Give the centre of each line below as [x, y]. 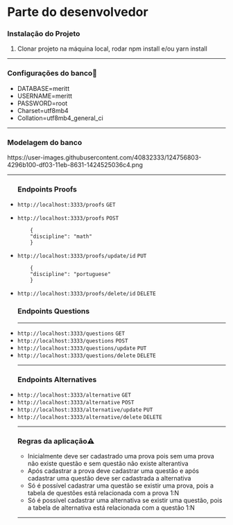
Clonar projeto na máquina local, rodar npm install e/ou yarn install [112, 49]
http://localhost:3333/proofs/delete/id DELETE [86, 294]
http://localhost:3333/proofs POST [68, 218]
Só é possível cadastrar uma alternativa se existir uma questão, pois [125, 501]
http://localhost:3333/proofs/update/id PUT [82, 256]
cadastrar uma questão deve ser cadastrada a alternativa [109, 479]
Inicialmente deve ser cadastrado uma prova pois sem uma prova [121, 456]
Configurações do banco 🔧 [52, 74]
